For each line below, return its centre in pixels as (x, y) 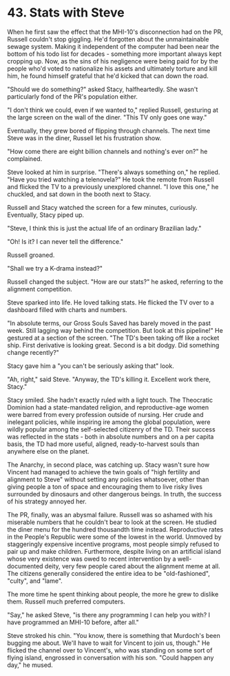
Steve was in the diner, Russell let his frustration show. (84, 138)
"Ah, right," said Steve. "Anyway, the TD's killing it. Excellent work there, (109, 379)
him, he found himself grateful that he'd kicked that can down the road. (108, 76)
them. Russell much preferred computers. (66, 601)
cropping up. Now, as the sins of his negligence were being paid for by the (113, 61)
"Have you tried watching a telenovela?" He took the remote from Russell (111, 179)
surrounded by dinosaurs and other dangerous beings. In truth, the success (114, 494)
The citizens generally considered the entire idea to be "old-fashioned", (108, 573)
